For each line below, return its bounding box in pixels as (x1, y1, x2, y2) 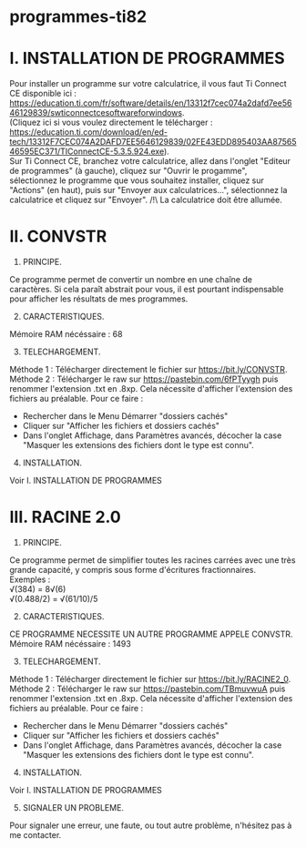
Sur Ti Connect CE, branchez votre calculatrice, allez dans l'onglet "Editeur (9, 156, 291, 167)
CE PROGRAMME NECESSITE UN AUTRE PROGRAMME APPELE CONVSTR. (9, 628, 293, 639)
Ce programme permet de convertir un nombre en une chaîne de (9, 274, 253, 285)
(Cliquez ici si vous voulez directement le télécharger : (9, 117, 213, 128)
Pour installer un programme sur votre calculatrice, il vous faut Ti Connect (9, 78, 287, 89)
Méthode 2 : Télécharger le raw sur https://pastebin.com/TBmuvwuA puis (9, 683, 286, 694)
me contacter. (9, 830, 62, 840)
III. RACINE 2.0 (9, 507, 121, 527)
